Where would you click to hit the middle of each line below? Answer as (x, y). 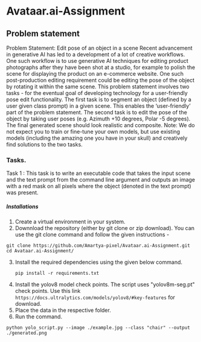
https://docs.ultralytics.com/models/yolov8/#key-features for (95, 297)
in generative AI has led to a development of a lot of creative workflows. (96, 54)
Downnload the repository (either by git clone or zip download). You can (105, 228)
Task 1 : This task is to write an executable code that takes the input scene (99, 173)
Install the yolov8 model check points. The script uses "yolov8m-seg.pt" (105, 284)
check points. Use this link (48, 291)
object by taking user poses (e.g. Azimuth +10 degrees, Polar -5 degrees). (98, 119)
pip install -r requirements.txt (57, 274)
